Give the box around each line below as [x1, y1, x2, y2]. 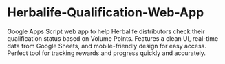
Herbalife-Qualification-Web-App [7, 5, 204, 20]
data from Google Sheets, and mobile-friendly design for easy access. [7, 42, 206, 50]
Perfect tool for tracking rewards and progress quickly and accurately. [7, 49, 206, 57]
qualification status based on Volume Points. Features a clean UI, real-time [7, 34, 219, 42]
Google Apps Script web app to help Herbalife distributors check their [7, 27, 205, 35]
